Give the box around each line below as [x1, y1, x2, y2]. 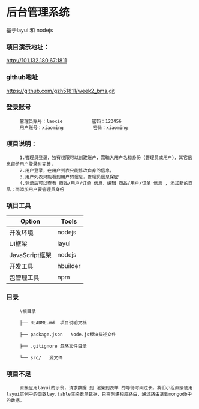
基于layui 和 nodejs [6, 26, 53, 34]
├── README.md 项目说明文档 [19, 320, 87, 326]
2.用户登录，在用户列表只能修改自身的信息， [19, 167, 114, 174]
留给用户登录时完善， [10, 161, 56, 167]
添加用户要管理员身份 [19, 187, 65, 193]
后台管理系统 [6, 5, 70, 19]
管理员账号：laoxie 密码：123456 [19, 118, 122, 124]
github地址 [6, 73, 38, 82]
